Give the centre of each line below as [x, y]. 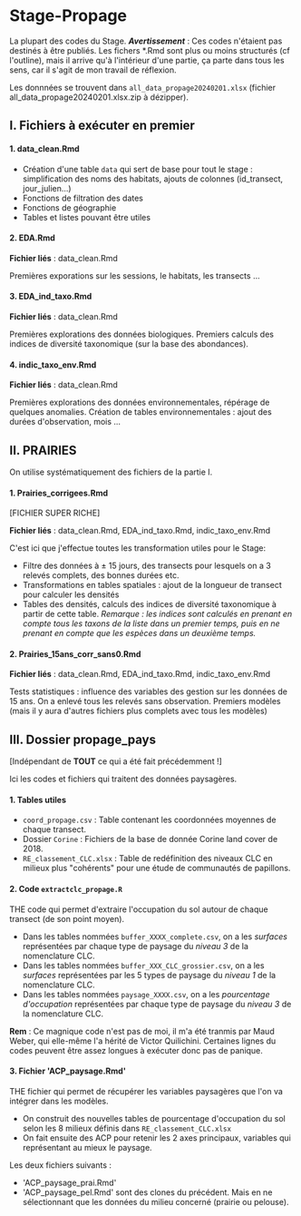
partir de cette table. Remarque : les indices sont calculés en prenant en [157, 614]
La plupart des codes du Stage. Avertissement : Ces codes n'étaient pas [146, 41]
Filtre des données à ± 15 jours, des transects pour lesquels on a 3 [147, 566]
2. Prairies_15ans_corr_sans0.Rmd [75, 653]
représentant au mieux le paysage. [87, 1147]
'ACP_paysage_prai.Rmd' [69, 1182]
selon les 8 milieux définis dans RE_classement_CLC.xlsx [127, 1128]
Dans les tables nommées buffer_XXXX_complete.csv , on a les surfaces [155, 937]
